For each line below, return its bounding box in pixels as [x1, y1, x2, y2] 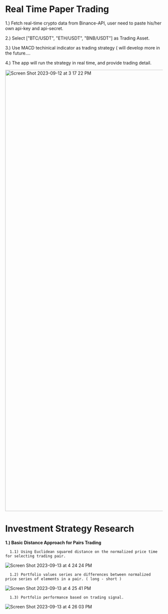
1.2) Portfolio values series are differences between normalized [9, 572, 151, 577]
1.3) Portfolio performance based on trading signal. [9, 594, 124, 600]
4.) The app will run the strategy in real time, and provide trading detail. [5, 60, 151, 66]
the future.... [5, 50, 31, 56]
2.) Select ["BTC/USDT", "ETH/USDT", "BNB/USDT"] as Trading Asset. [5, 35, 150, 41]
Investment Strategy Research [5, 523, 134, 534]
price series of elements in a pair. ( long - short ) [5, 576, 122, 581]
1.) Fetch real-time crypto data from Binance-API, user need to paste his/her [5, 20, 161, 26]
